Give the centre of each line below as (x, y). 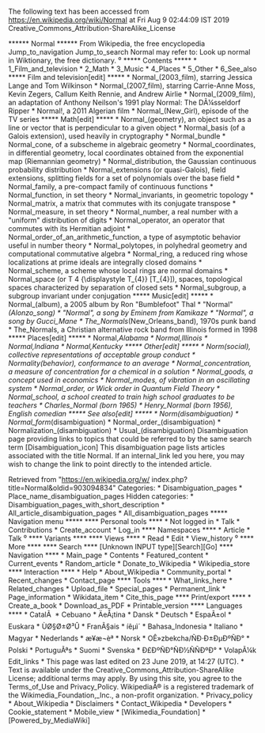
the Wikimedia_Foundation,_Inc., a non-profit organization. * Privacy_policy (131, 695)
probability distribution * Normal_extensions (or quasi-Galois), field (117, 170)
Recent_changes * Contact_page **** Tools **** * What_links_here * (121, 580)
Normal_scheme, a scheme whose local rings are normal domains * (118, 271)
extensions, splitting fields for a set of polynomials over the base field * (124, 178)
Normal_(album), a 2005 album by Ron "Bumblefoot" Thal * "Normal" (121, 304)
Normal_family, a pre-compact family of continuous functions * (111, 186)
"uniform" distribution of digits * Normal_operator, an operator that (117, 220)
